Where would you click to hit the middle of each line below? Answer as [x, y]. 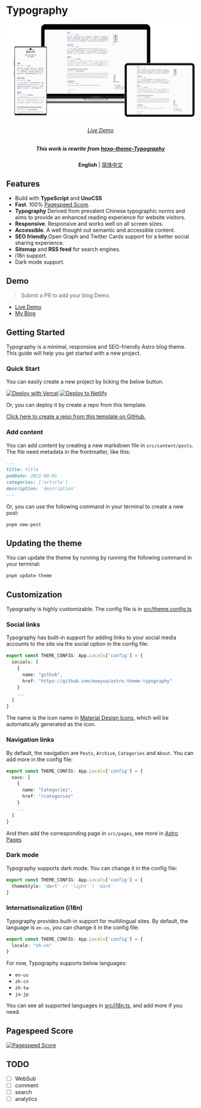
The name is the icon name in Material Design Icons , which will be [88, 718]
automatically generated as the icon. [51, 724]
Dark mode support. [39, 262]
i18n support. [31, 256]
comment [27, 1085]
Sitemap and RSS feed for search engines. [68, 249]
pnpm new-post [24, 525]
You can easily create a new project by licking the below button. [85, 382]
